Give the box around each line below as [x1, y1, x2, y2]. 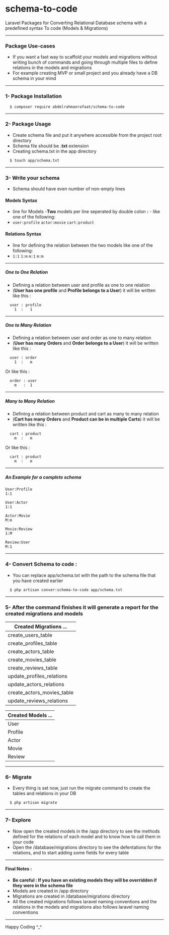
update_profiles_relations [8, 672, 68, 680]
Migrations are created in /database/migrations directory [12, 893, 130, 899]
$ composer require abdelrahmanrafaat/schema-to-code [10, 104, 125, 109]
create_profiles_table [8, 640, 57, 647]
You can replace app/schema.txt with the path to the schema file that [12, 572, 156, 578]
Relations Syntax [5, 231, 42, 237]
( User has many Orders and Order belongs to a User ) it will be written [12, 340, 158, 346]
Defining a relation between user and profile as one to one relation [12, 282, 150, 288]
